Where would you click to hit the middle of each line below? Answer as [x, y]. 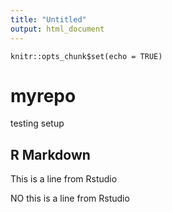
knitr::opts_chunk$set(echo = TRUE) [86, 56]
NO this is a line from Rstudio [70, 198]
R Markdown [50, 154]
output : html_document [57, 29]
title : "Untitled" [48, 19]
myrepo [43, 95]
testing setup [37, 123]
